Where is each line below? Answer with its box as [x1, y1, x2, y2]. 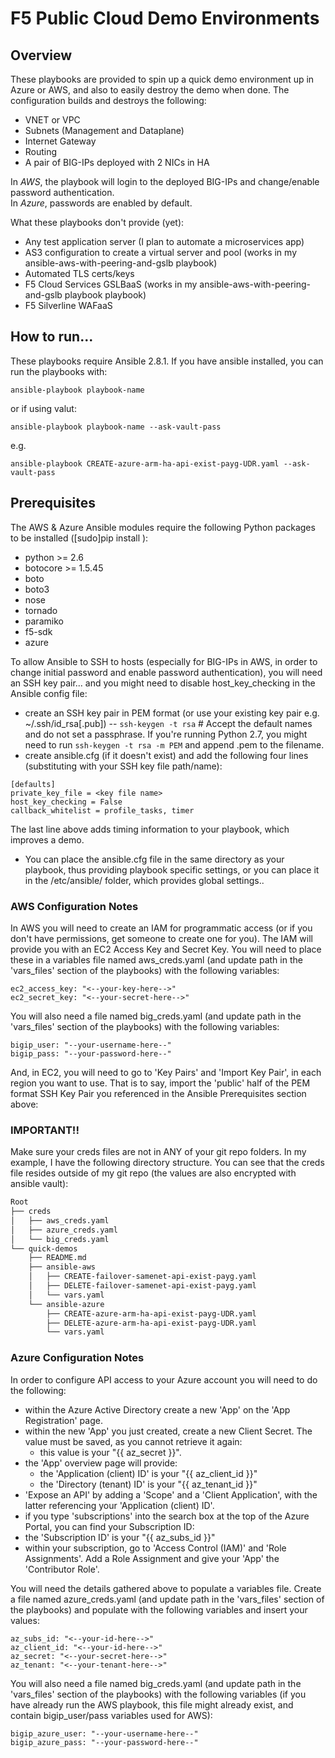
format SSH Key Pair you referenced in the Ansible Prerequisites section [10, 1087, 307, 1099]
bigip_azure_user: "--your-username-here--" [10, 1728, 199, 1739]
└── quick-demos [10, 1243, 78, 1254]
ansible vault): [10, 1178, 69, 1190]
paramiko [24, 615, 64, 627]
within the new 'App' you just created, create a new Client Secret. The [24, 1425, 313, 1437]
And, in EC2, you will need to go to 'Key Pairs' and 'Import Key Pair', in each [10, 1066, 322, 1078]
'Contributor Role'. [24, 1563, 100, 1575]
